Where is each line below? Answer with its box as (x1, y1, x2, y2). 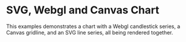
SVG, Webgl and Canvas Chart (6, 3, 159, 17)
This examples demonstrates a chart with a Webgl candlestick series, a (6, 23, 181, 30)
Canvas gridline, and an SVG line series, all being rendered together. (6, 29, 174, 36)
